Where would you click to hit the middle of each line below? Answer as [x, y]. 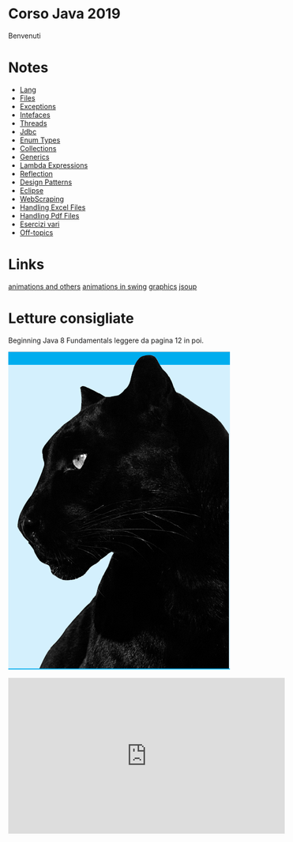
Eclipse [32, 190]
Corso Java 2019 [64, 14]
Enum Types [40, 140]
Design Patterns [46, 182]
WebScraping [42, 199]
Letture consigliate [71, 318]
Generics [34, 157]
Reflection [36, 173]
